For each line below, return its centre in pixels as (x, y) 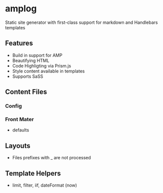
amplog (21, 9)
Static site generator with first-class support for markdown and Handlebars (81, 22)
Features (19, 43)
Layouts (18, 146)
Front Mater (20, 119)
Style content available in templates (48, 71)
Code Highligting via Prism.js (42, 65)
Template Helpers (33, 173)
